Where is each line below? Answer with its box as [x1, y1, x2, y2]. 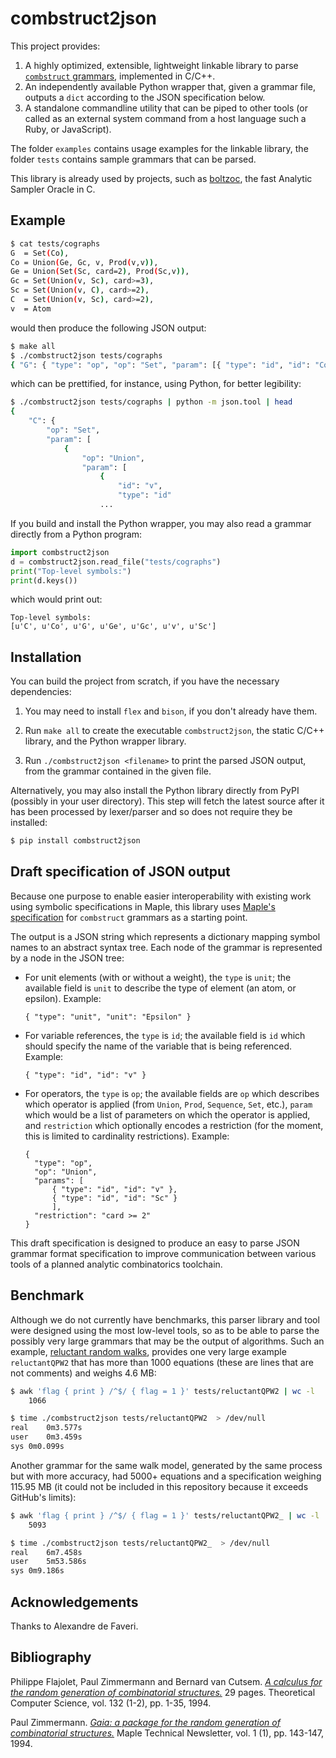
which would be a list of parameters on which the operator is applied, [24, 1108, 311, 1121]
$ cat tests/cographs [10, 238, 101, 249]
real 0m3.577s [10, 1423, 83, 1433]
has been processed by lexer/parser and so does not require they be [10, 806, 293, 818]
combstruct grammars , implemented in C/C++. [24, 70, 216, 82]
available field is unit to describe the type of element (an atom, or [24, 982, 297, 994]
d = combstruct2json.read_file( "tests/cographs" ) [10, 557, 222, 567]
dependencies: [10, 686, 72, 698]
